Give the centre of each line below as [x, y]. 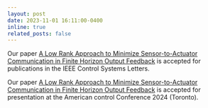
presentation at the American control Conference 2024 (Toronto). [103, 97]
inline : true [27, 27]
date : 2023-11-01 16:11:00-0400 [55, 20]
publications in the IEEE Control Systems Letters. [79, 68]
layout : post [27, 14]
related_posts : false [39, 34]
